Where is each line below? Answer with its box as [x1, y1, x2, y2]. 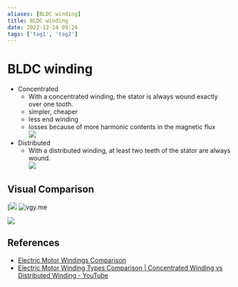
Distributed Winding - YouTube [17, 271, 109, 279]
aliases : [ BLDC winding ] [7, 10, 81, 18]
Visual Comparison [7, 183, 95, 195]
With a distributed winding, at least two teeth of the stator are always [28, 146, 231, 155]
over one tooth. [28, 100, 73, 109]
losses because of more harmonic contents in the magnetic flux [28, 123, 216, 131]
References [7, 237, 60, 249]
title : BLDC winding [7, 17, 69, 24]
